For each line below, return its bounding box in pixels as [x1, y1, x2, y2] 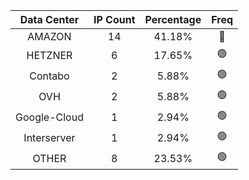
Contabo [29, 69, 70, 83]
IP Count [93, 13, 136, 26]
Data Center [19, 13, 80, 26]
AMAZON [27, 30, 72, 43]
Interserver [23, 130, 76, 144]
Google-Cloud [15, 110, 84, 124]
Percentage [144, 13, 202, 26]
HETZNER [26, 48, 73, 62]
